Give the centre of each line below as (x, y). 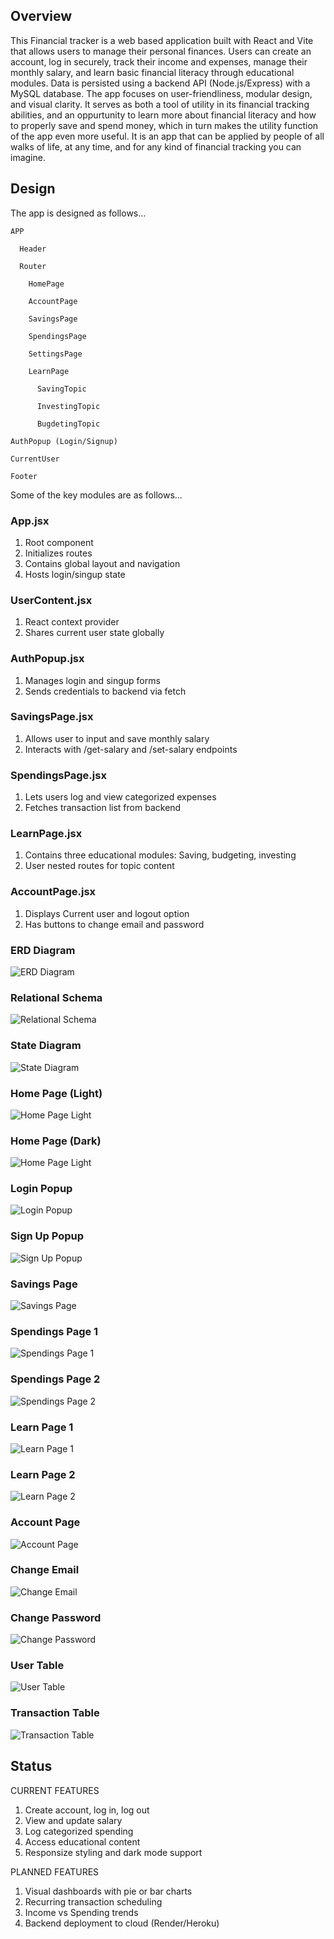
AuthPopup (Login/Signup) (64, 441)
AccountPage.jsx (53, 892)
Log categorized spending (79, 1831)
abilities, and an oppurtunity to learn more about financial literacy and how (163, 115)
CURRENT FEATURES (55, 1790)
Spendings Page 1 (54, 1331)
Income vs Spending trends (81, 1912)
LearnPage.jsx (46, 834)
